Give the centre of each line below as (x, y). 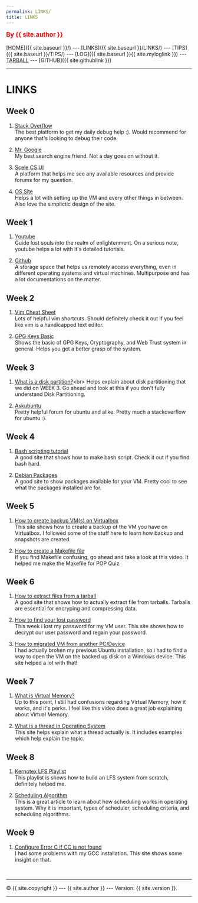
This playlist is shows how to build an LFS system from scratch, (92, 777)
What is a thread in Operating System (60, 726)
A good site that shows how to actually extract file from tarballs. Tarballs (102, 602)
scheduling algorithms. (42, 814)
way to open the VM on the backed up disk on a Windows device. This (100, 657)
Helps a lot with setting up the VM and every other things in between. (99, 197)
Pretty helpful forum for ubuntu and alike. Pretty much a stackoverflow (100, 412)
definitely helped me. (40, 784)
